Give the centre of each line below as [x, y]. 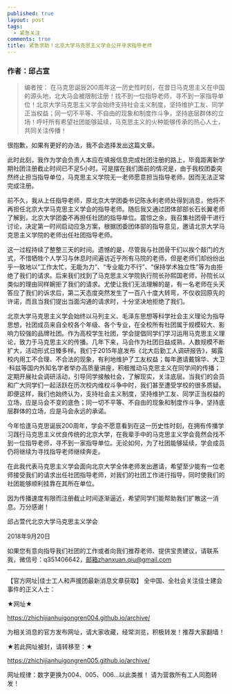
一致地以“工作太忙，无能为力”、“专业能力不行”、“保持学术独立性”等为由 [115, 267]
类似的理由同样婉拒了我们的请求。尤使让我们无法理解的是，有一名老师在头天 [116, 285]
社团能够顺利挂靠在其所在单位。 [52, 483]
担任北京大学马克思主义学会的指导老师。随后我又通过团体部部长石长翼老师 [119, 209]
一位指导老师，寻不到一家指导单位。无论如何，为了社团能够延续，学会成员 [119, 443]
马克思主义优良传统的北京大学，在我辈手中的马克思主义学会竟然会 [119, 434]
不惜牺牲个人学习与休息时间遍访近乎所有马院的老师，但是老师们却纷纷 [119, 258]
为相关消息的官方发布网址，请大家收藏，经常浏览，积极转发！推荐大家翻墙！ [116, 632]
